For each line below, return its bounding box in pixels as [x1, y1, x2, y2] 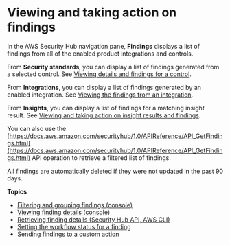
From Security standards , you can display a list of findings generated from [7, 62, 220, 71]
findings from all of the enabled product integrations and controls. [7, 49, 194, 58]
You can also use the [7, 124, 67, 132]
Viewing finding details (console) [16, 208, 111, 216]
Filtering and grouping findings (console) [16, 200, 133, 209]
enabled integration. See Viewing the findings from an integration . [7, 91, 194, 99]
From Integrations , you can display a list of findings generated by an [7, 83, 201, 91]
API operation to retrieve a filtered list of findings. [32, 153, 172, 162]
